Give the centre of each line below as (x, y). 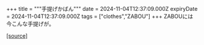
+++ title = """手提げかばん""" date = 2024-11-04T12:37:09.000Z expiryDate (102, 9)
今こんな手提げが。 (30, 24)
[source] (17, 36)
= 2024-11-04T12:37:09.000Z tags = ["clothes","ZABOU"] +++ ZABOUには (100, 16)
